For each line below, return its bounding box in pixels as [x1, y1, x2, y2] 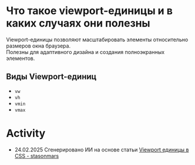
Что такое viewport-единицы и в [6, 4, 173, 18]
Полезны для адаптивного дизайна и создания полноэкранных [6, 48, 165, 55]
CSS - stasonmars [14, 152, 59, 159]
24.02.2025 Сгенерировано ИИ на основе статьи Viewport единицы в [14, 146, 189, 153]
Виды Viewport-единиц [6, 72, 97, 82]
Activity [6, 126, 46, 140]
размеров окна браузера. [6, 42, 71, 49]
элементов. [6, 55, 35, 62]
